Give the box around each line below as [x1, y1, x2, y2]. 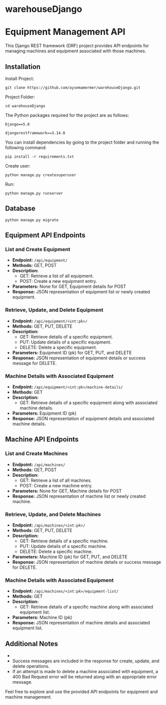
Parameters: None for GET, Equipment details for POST [12, 283, 126, 289]
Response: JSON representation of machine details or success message [12, 559, 161, 565]
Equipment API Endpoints [5, 231, 86, 240]
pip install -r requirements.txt [5, 154, 74, 159]
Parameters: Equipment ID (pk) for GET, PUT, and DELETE [12, 350, 132, 355]
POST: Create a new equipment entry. [19, 278, 97, 284]
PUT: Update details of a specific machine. [19, 543, 108, 549]
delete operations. [12, 663, 50, 669]
